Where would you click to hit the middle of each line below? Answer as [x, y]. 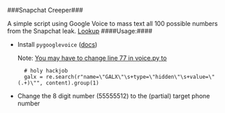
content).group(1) [72, 83]
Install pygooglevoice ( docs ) [57, 44]
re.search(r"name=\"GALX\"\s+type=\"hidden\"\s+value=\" [130, 77]
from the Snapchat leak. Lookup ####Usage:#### [80, 31]
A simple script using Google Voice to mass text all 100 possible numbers [112, 23]
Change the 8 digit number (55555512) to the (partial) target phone [114, 96]
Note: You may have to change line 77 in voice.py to [92, 58]
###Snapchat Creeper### [45, 10]
